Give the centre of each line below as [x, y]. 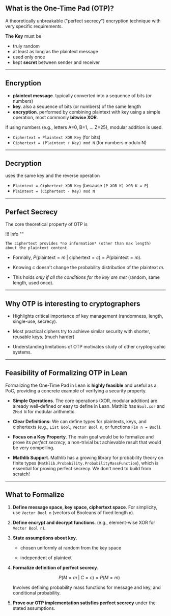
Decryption [24, 163]
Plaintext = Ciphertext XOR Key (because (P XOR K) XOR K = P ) [80, 186]
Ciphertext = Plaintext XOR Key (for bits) [56, 137]
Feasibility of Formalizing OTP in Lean [66, 373]
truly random [26, 46]
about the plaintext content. [37, 248]
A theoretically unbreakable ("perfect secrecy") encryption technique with [83, 20]
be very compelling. [33, 448]
